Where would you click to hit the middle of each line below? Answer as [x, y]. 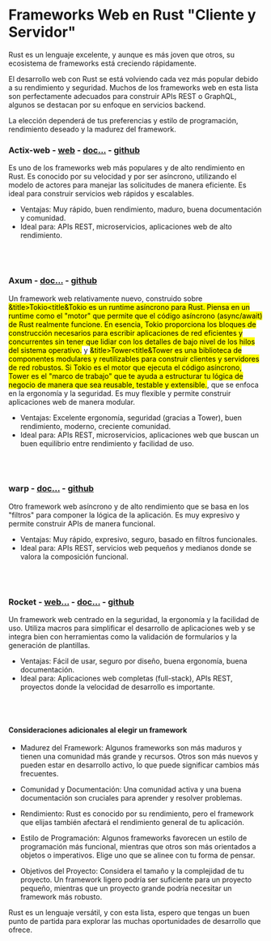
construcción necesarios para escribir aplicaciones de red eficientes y [126, 333]
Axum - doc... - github [53, 281]
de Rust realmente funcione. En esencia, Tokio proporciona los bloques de [132, 324]
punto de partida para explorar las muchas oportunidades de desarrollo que [135, 922]
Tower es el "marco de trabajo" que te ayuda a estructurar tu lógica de [126, 376]
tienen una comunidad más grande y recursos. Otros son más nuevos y [139, 757]
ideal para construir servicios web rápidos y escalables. [101, 194]
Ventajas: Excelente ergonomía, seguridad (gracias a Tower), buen [131, 417]
